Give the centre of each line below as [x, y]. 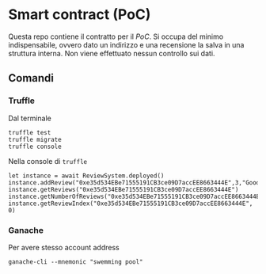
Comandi [31, 78]
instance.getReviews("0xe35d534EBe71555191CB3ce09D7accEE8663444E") [123, 189]
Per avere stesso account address [64, 247]
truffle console [35, 147]
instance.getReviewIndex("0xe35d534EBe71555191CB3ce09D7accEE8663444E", [131, 204]
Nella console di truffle [48, 161]
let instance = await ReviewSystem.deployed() [86, 176]
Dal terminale [30, 118]
